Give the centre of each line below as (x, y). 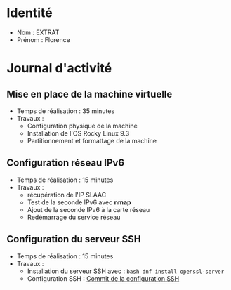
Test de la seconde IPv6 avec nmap (79, 202)
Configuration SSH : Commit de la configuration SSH (103, 278)
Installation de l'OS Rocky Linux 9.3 (78, 133)
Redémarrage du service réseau (74, 217)
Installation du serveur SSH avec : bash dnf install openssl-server (126, 271)
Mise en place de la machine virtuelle (90, 94)
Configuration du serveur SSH (74, 239)
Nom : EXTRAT (38, 32)
